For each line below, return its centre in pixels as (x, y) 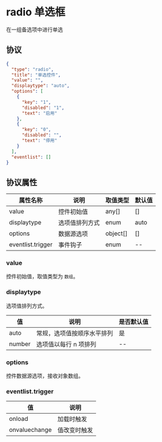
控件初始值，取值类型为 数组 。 (42, 276)
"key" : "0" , (36, 130)
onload (19, 419)
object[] (116, 233)
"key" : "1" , (36, 102)
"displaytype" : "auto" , (40, 86)
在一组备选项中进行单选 (34, 29)
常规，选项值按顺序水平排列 (75, 333)
